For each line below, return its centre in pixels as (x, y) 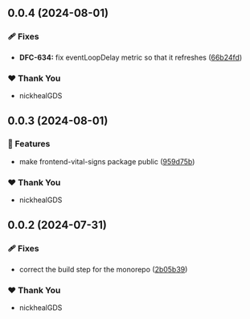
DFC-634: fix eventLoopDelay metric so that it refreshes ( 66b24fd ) (131, 57)
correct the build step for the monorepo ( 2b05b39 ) (103, 269)
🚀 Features (29, 144)
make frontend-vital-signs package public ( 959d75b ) (107, 161)
